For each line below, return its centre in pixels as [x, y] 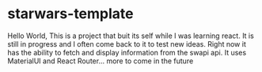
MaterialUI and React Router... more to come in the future [101, 61]
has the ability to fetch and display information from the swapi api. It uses [127, 52]
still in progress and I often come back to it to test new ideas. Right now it [127, 44]
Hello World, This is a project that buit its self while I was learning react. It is [131, 36]
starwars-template [70, 14]
